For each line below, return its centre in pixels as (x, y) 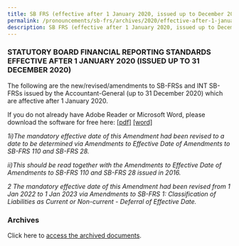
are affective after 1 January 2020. (58, 101)
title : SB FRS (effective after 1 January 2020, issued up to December (116, 14)
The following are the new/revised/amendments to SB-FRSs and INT (107, 86)
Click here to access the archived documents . (75, 235)
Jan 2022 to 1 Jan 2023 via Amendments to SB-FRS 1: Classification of (112, 194)
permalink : (23, 21)
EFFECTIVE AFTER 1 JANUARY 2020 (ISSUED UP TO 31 (104, 61)
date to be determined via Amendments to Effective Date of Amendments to (119, 143)
